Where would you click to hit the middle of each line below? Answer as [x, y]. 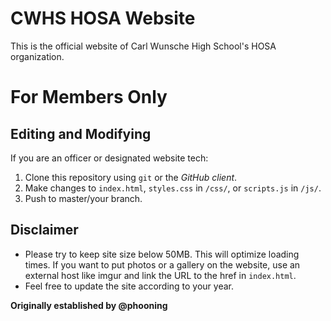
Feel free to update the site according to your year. [129, 286]
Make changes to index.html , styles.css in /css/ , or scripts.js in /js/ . [173, 188]
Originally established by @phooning [89, 305]
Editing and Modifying [81, 133]
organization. [37, 56]
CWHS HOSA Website [103, 18]
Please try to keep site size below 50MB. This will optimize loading [162, 254]
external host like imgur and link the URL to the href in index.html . [160, 275]
